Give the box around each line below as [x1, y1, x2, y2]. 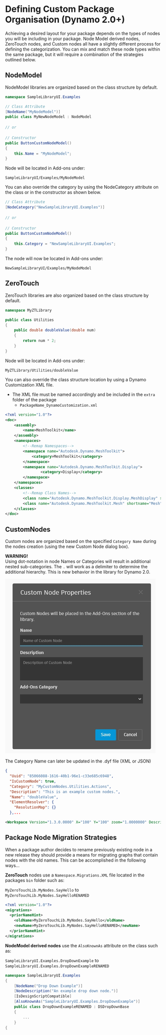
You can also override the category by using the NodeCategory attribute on [5, 184, 159, 190]
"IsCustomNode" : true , [9, 779, 56, 784]
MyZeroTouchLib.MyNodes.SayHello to [5, 887, 79, 893]
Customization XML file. [5, 381, 54, 387]
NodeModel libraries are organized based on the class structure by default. [5, 84, 158, 90]
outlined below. [5, 56, 36, 62]
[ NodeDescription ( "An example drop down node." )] [14, 988, 119, 994]
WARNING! [5, 553, 28, 559]
